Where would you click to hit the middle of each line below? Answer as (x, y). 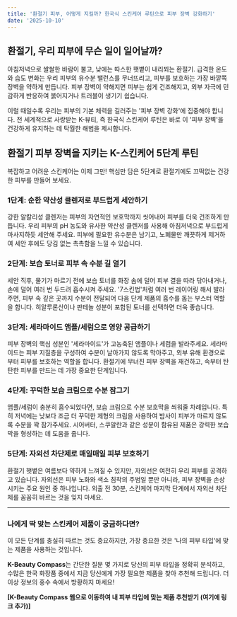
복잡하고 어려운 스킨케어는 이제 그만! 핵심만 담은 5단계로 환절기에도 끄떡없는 (112, 171)
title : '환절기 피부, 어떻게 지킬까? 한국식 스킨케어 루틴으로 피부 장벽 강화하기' (111, 14)
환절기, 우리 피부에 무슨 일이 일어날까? (85, 51)
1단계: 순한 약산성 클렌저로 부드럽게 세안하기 (78, 200)
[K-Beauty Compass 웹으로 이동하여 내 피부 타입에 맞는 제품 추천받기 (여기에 (114, 597)
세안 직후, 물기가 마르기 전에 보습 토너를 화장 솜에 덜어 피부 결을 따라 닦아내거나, (117, 280)
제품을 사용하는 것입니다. (49, 549)
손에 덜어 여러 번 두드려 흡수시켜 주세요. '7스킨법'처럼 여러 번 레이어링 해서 (109, 289)
